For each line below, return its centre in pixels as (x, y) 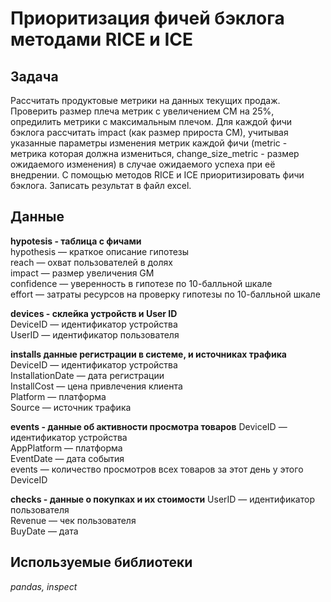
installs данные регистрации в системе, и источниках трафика (148, 354)
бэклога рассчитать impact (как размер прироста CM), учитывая (149, 132)
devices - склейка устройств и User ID (94, 313)
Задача (34, 76)
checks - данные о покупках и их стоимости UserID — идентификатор (162, 499)
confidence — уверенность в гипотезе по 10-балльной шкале (141, 283)
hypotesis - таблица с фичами (76, 241)
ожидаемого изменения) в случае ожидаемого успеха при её (143, 164)
